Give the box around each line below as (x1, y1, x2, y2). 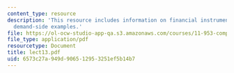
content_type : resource (7, 10, 77, 17)
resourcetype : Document (7, 42, 77, 49)
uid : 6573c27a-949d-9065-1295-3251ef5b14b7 (7, 56, 136, 63)
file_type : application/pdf (7, 36, 89, 43)
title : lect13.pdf (7, 49, 61, 56)
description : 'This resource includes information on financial (7, 17, 198, 24)
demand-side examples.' (13, 23, 82, 30)
